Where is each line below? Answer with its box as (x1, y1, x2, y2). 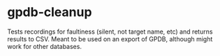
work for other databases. (7, 42, 82, 50)
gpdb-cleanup (7, 4, 92, 20)
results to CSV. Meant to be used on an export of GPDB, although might (7, 34, 213, 43)
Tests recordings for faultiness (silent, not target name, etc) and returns (7, 27, 213, 36)
